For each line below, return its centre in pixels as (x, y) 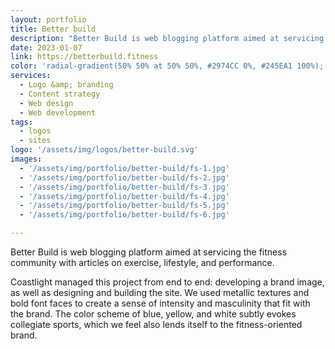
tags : (21, 122)
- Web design (46, 103)
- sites (35, 141)
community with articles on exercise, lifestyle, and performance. (142, 262)
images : (26, 159)
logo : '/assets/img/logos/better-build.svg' (104, 150)
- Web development (58, 112)
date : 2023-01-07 (46, 47)
